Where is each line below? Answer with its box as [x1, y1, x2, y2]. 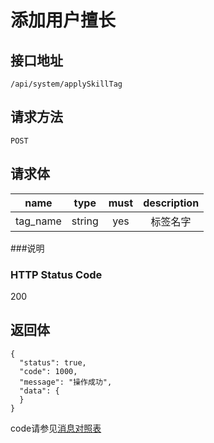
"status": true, [19, 357, 87, 368]
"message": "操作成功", [19, 377, 113, 387]
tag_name [15, 214, 62, 228]
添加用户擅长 [10, 9, 117, 32]
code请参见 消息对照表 [10, 422, 102, 434]
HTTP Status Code [10, 267, 103, 281]
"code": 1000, [19, 366, 78, 376]
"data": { [19, 386, 60, 396]
